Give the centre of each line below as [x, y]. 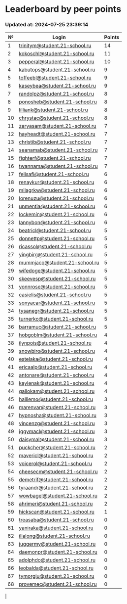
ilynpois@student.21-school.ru [55, 343]
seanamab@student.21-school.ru [58, 150]
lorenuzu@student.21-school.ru [57, 198]
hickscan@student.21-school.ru [57, 512]
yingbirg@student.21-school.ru [56, 255]
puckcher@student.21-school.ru [57, 448]
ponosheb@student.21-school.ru [58, 102]
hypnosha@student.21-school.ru [58, 416]
